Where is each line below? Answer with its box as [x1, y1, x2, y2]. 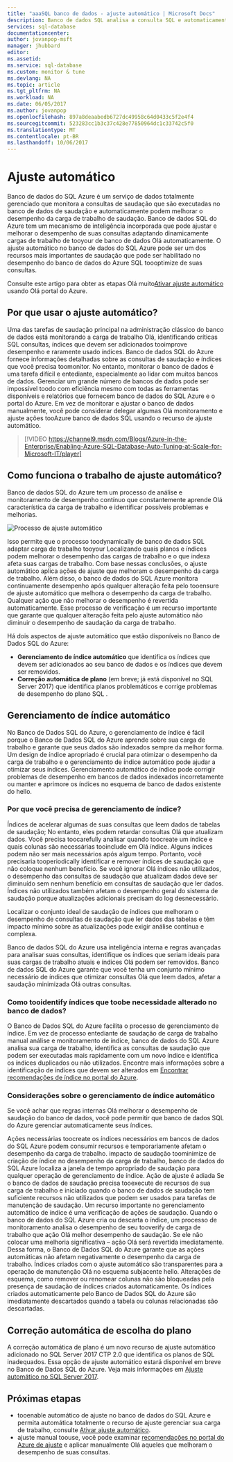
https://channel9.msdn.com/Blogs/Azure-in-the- [48, 435, 187, 443]
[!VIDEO [24, 435, 47, 443]
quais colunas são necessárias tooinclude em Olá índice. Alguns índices [7, 842, 213, 851]
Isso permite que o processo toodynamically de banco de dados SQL [7, 537, 205, 545]
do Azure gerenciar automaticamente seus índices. [7, 1121, 153, 1129]
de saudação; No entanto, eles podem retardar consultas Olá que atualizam [7, 827, 223, 836]
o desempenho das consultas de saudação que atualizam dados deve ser [7, 872, 218, 880]
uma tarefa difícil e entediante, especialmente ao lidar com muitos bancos [7, 369, 218, 378]
